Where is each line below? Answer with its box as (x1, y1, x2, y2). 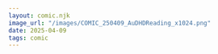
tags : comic (8, 33, 48, 42)
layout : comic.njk (8, 11, 70, 20)
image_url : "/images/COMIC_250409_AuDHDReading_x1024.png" (8, 19, 212, 27)
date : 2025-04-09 (8, 26, 67, 34)
